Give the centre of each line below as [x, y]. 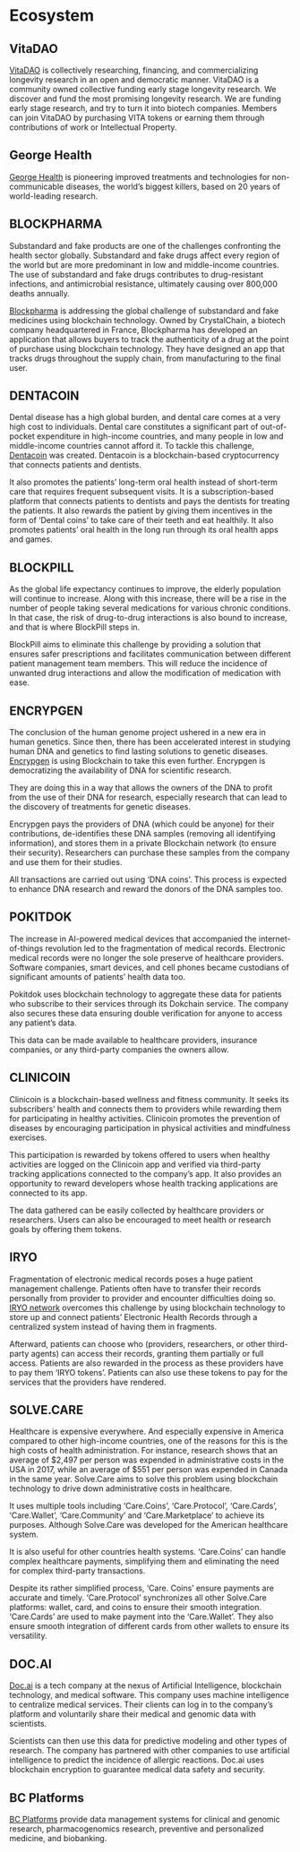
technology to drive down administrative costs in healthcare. [121, 1488]
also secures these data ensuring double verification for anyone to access [146, 1013]
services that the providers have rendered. [88, 1382]
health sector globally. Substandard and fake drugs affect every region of [145, 255]
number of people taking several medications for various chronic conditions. [150, 608]
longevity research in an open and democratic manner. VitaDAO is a [134, 80]
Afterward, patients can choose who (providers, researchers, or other [137, 1343]
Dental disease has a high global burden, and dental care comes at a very [145, 417]
